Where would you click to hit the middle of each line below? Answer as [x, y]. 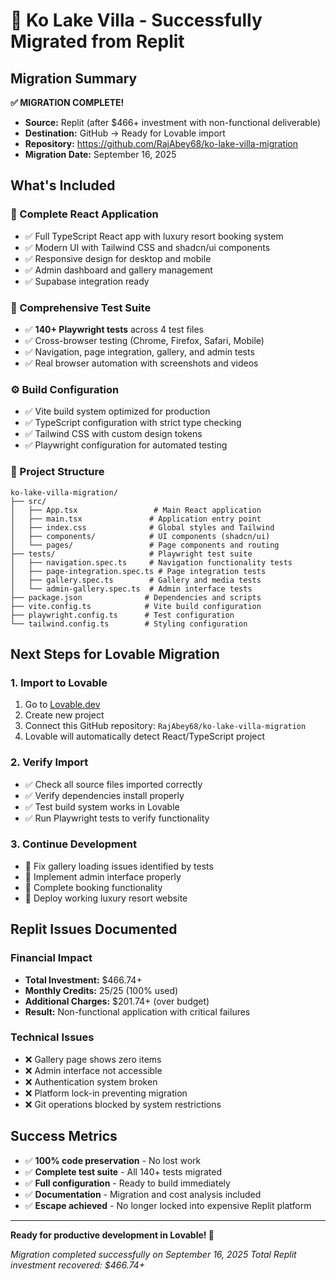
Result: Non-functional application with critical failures [137, 1011]
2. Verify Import [49, 762]
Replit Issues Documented [94, 929]
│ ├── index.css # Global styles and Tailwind [142, 527]
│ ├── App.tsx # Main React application [136, 510]
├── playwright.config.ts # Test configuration [122, 615]
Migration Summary [74, 78]
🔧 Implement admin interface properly [103, 876]
